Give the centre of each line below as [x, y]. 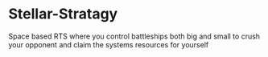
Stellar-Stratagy [63, 14]
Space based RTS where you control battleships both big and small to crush [134, 36]
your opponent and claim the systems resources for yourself [109, 44]
